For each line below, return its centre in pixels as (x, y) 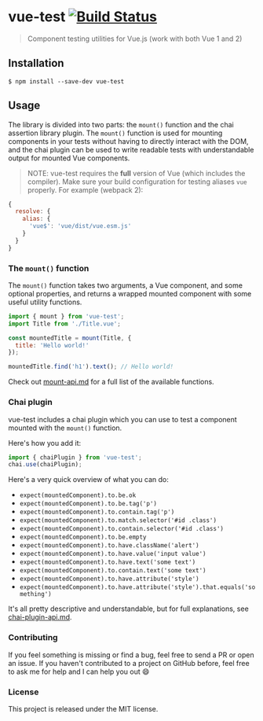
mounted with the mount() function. (65, 428)
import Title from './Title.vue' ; (65, 324)
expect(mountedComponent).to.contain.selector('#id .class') (122, 529)
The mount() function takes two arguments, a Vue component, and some (126, 285)
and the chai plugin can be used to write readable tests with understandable (131, 149)
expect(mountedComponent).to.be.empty (83, 537)
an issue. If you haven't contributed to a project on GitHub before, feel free (129, 663)
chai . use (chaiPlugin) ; (45, 465)
